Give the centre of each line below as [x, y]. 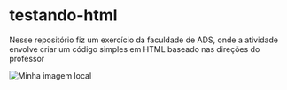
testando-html [63, 15]
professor [27, 58]
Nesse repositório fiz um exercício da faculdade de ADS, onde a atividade [144, 40]
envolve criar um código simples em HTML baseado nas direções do [135, 49]
